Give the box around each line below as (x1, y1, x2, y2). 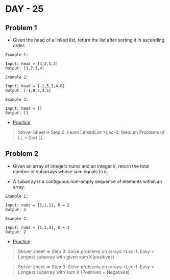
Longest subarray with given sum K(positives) (17, 253, 115, 260)
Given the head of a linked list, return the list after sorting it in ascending (12, 37, 165, 43)
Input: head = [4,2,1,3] (5, 61, 58, 66)
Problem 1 (5, 24, 37, 32)
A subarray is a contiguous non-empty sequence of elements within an (12, 178, 162, 184)
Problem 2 (5, 149, 39, 158)
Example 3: (5, 97, 29, 102)
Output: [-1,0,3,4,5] (5, 88, 52, 93)
